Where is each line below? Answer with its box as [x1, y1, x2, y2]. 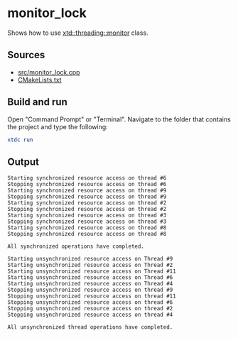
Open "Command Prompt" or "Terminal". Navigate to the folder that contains [7, 115, 231, 124]
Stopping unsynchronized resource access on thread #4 [7, 311, 173, 319]
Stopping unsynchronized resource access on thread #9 [7, 286, 173, 294]
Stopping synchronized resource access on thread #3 [7, 218, 167, 225]
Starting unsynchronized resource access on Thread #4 [7, 280, 173, 288]
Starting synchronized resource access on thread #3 [7, 212, 167, 219]
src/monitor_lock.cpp [17, 67, 80, 76]
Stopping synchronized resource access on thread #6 [7, 181, 167, 188]
